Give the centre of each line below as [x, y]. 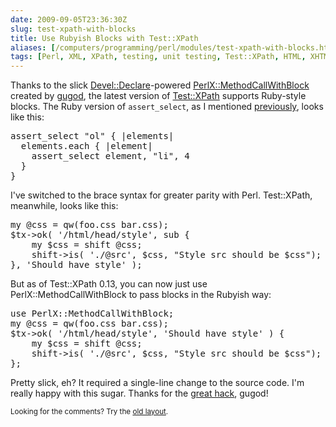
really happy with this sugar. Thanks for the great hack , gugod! [139, 393]
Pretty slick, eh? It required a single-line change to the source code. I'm [157, 383]
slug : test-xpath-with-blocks [73, 29]
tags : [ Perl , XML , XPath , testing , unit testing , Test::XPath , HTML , [158, 57]
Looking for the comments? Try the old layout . [89, 412]
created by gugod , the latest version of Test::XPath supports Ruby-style [158, 96]
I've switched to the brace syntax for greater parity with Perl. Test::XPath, [161, 195]
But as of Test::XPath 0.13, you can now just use [109, 284]
